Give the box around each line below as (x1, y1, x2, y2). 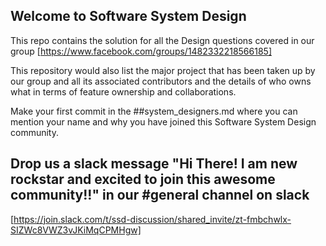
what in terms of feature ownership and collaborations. (10, 85, 237, 98)
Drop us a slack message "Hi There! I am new (10, 155, 298, 173)
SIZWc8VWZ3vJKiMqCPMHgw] (10, 224, 142, 236)
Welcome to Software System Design (10, 8, 247, 25)
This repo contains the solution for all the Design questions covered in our (10, 34, 315, 46)
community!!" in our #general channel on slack (10, 187, 310, 204)
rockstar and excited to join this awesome (10, 171, 276, 188)
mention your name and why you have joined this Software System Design (10, 115, 317, 128)
